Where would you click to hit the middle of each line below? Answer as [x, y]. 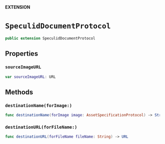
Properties [22, 54]
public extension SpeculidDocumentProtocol [50, 38]
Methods [19, 92]
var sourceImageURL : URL [30, 77]
